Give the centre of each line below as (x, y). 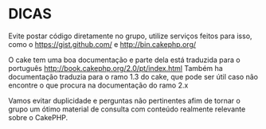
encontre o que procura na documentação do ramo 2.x (98, 85)
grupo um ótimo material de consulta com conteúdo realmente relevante (127, 109)
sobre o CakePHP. (38, 117)
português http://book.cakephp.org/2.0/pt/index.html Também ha (115, 68)
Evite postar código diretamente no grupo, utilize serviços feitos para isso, (130, 36)
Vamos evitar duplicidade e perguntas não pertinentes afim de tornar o (124, 100)
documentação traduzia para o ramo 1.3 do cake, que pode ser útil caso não (133, 76)
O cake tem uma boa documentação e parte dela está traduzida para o (124, 60)
